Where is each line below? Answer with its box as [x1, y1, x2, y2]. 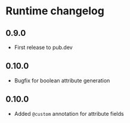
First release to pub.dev [14, 44, 73, 51]
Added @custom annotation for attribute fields [14, 110, 124, 117]
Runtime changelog [5, 4, 105, 18]
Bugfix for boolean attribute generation [14, 76, 110, 84]
